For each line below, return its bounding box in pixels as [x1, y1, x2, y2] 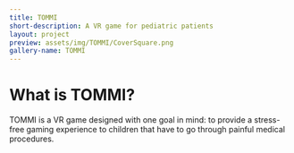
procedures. [9, 133, 55, 144]
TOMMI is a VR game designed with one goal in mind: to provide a [9, 115, 253, 125]
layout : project [9, 30, 70, 38]
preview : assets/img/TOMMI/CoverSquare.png [9, 38, 174, 47]
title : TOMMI [9, 13, 58, 22]
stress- [254, 115, 281, 125]
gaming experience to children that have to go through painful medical [26, 124, 286, 135]
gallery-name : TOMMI [9, 47, 87, 55]
